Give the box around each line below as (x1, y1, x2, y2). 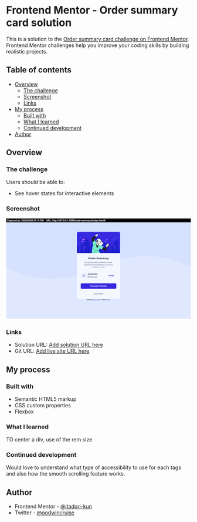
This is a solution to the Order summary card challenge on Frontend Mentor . (6, 35, 189, 42)
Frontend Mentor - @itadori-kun (14, 503, 93, 510)
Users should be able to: (6, 179, 66, 186)
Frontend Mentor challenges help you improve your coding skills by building (6, 42, 189, 49)
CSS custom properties (14, 401, 72, 409)
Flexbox (14, 408, 34, 415)
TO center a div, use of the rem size (6, 436, 93, 443)
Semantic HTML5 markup (14, 395, 77, 403)
